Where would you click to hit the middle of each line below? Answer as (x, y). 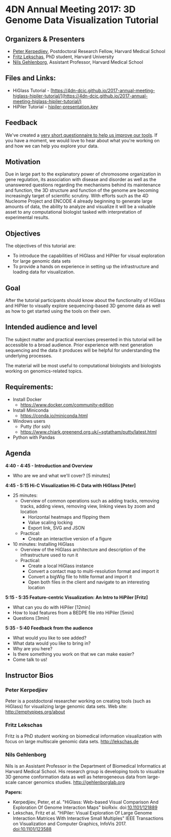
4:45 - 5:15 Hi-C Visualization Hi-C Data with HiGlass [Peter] (71, 485)
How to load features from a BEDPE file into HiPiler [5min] (73, 613)
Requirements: (29, 387)
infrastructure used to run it (49, 555)
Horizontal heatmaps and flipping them (69, 517)
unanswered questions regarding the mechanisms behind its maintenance (83, 185)
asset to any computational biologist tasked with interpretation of (74, 212)
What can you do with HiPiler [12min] (52, 607)
